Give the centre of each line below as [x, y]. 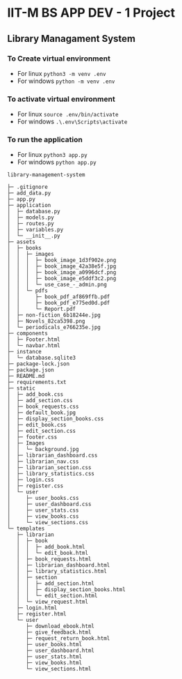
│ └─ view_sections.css [48, 523]
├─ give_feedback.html [58, 632]
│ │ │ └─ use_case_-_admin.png [57, 285]
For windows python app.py [57, 162]
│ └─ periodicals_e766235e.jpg [54, 328]
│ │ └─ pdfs [28, 291]
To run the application [45, 139]
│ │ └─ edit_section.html [57, 596]
